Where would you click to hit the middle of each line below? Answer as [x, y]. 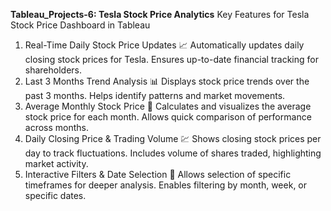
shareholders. [53, 70]
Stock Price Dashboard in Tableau [80, 25]
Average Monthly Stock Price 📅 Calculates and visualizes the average [168, 106]
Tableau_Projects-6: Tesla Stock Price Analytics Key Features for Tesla [160, 14]
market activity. [56, 163]
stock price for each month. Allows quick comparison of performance [168, 117]
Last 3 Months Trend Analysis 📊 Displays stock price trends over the [167, 81]
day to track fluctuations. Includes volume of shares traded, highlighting [173, 153]
